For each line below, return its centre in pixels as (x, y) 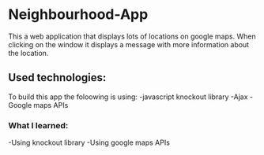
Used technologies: (57, 77)
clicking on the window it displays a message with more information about (129, 44)
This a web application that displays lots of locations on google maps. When (132, 36)
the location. (28, 53)
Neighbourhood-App (78, 15)
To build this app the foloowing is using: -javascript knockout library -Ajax (128, 97)
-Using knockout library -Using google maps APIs (89, 142)
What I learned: (38, 125)
